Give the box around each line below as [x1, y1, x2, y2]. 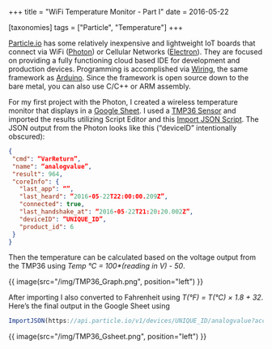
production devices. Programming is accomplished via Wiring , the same [8, 64, 249, 74]
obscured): [8, 131, 45, 141]
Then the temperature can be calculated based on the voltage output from [8, 252, 257, 262]
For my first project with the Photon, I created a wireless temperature [8, 97, 239, 106]
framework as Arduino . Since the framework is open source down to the [8, 73, 249, 82]
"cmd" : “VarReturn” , [11, 154, 82, 163]
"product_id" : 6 [19, 222, 74, 231]
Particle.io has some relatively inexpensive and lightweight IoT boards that [8, 38, 256, 48]
